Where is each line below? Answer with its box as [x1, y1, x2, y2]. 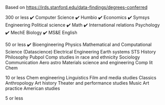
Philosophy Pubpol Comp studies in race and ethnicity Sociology [5, 54, 140, 60]
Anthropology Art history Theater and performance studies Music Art [5, 80, 149, 86]
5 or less [5, 95, 24, 101]
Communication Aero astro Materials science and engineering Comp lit [5, 60, 153, 65]
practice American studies [5, 85, 60, 91]
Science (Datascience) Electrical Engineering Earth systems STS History [5, 49, 156, 55]
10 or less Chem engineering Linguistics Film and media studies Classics [5, 75, 157, 80]
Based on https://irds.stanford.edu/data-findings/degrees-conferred [5, 5, 148, 10]
